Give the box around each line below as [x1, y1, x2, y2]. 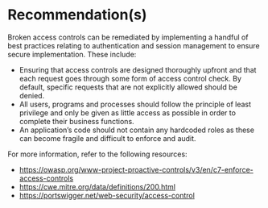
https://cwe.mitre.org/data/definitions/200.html [19, 181, 176, 191]
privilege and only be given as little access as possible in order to [19, 107, 237, 118]
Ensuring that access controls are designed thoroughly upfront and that [19, 64, 257, 74]
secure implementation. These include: [7, 49, 137, 59]
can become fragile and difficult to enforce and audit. [19, 133, 196, 143]
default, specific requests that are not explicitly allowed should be [19, 82, 238, 92]
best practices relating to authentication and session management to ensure [7, 40, 261, 50]
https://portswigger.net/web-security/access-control [19, 190, 195, 200]
